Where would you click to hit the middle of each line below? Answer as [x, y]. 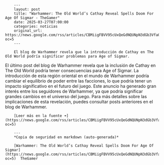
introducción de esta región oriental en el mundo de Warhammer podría [77, 76]
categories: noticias [36, 26]
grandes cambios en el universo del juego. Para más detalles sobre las [76, 96]
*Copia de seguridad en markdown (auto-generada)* [66, 137]
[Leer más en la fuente [38, 116]
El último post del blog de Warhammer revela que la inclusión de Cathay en [81, 65]
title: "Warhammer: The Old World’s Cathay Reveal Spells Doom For [84, 14]
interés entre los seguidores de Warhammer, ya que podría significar [74, 91]
